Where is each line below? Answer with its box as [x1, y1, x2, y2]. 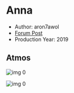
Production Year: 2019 [14, 36, 69, 43]
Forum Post [14, 29, 43, 36]
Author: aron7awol [14, 23, 59, 30]
